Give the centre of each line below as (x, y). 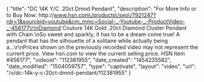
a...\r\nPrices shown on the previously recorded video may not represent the (102, 47)
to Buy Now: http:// (30, 15)
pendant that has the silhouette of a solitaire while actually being (87, 41)
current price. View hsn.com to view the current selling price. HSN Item (96, 53)
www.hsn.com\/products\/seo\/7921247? (105, 15)
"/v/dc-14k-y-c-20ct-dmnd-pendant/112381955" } (69, 73)
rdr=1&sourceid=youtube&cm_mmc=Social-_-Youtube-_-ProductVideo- (96, 21)
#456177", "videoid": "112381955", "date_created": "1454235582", (89, 60)
